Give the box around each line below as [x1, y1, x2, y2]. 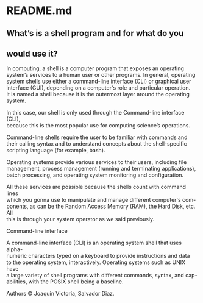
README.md [6, 4, 73, 18]
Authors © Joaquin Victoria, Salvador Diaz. [6, 290, 115, 298]
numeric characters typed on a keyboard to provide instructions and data [6, 252, 190, 260]
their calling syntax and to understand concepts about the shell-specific [6, 140, 187, 148]
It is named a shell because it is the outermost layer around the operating [6, 91, 190, 98]
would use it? [6, 48, 58, 59]
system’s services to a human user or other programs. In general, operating [6, 71, 196, 79]
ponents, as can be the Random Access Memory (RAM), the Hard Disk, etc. [6, 202, 196, 210]
